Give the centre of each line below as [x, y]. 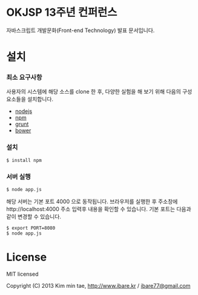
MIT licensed [22, 274]
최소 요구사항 [24, 77]
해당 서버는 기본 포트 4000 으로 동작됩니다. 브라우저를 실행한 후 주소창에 [92, 202]
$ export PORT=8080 [31, 228]
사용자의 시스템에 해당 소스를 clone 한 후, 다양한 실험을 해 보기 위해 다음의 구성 [99, 92]
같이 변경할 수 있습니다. [34, 217]
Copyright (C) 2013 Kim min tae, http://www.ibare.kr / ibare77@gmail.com [98, 285]
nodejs [23, 111]
